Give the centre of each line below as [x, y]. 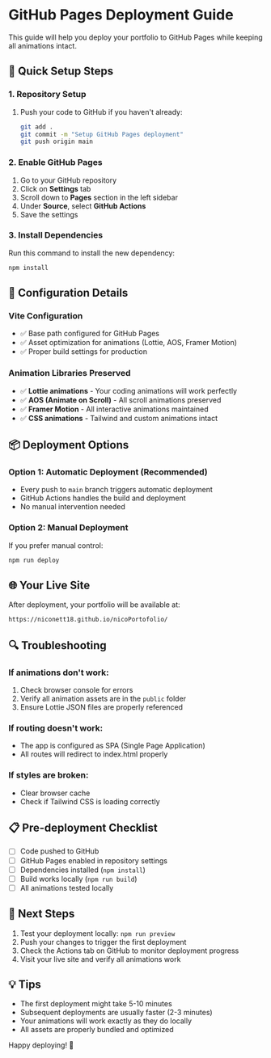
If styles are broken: [49, 775]
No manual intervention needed [72, 507]
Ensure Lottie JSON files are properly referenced [102, 707]
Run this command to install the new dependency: [92, 253]
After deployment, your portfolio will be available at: [94, 605]
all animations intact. [42, 45]
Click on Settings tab [55, 188]
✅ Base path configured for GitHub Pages [90, 334]
